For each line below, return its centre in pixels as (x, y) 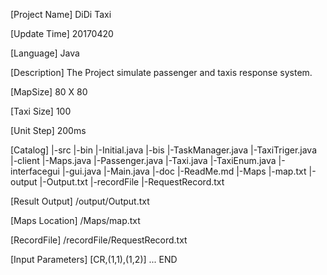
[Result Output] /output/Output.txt (80, 201)
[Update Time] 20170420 (62, 33)
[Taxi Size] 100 (41, 111)
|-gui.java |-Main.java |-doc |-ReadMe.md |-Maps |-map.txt (184, 171)
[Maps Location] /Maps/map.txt (75, 220)
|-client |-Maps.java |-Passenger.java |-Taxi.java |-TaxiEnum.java (143, 160)
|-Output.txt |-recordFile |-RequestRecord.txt (132, 182)
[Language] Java (45, 53)
